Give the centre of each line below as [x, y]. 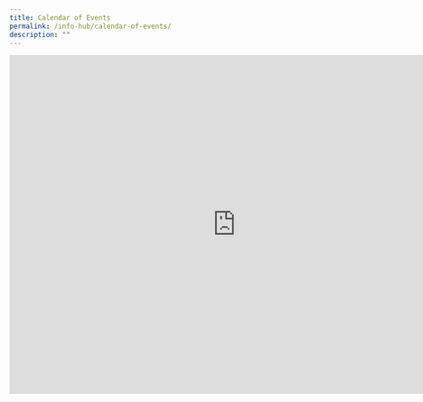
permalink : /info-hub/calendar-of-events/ [90, 26]
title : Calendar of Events [60, 18]
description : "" [40, 34]
